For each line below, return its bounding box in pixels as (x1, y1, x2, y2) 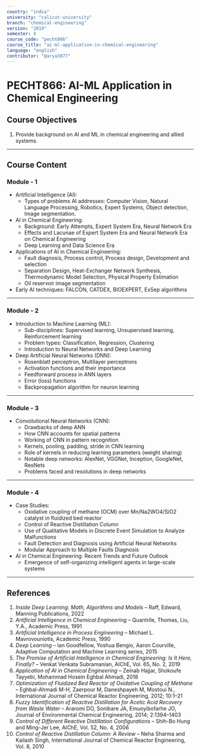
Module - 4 (7, 488, 39, 496)
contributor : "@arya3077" (7, 53, 71, 59)
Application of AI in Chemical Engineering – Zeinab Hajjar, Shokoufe (15, 667, 182, 674)
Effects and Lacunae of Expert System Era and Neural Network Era (24, 229, 188, 236)
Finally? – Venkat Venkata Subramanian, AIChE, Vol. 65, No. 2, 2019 (15, 661, 180, 668)
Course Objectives (7, 115, 78, 125)
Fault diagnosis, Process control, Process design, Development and (24, 254, 189, 262)
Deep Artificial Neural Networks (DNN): (15, 352, 112, 359)
